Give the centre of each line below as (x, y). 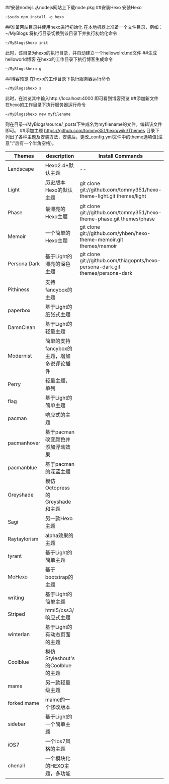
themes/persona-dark (106, 273)
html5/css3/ (60, 610)
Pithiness (19, 289)
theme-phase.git (100, 219)
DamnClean (22, 327)
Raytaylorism (23, 539)
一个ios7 (55, 741)
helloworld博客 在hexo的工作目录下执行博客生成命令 (59, 59)
